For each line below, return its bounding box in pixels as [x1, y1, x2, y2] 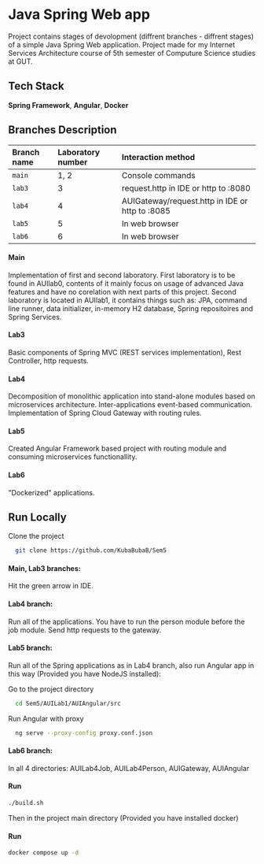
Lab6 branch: [8, 746, 53, 755]
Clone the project [8, 532, 64, 541]
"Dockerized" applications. [8, 488, 95, 497]
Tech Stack [8, 80, 64, 93]
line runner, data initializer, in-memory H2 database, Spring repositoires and [8, 303, 254, 313]
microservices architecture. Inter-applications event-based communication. [8, 400, 253, 410]
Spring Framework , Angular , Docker [8, 100, 129, 109]
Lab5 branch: [8, 643, 53, 653]
